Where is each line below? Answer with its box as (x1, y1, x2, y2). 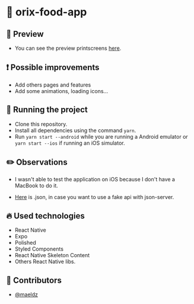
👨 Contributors (6, 275, 62, 285)
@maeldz (14, 291, 39, 298)
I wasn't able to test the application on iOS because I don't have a (14, 176, 175, 183)
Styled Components (14, 245, 64, 252)
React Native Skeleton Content (14, 252, 90, 259)
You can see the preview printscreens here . (14, 44, 122, 52)
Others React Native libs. (14, 258, 76, 265)
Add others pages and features (14, 81, 91, 88)
